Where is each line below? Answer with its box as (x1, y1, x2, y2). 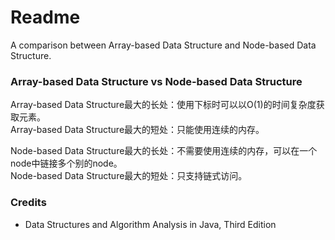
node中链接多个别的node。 (10, 157, 123, 170)
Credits (10, 196, 47, 210)
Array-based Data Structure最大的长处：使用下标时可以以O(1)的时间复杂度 (10, 99, 317, 111)
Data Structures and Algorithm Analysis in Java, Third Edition (24, 218, 277, 230)
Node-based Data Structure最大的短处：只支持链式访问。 (10, 170, 248, 182)
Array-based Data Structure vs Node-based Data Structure (10, 74, 303, 88)
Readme (10, 6, 81, 29)
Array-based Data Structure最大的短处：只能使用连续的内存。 (10, 124, 265, 136)
